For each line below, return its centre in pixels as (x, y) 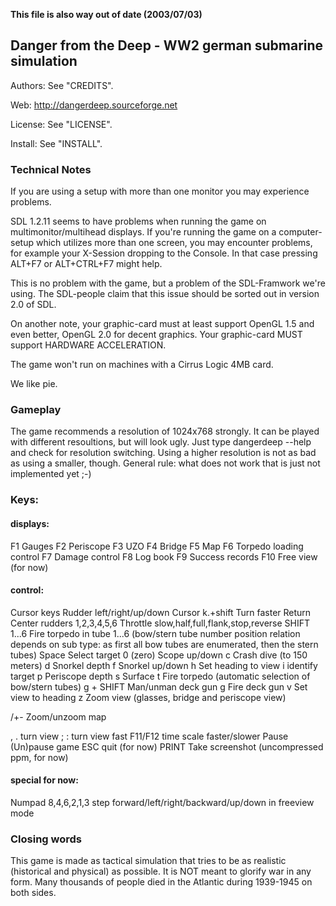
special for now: (44, 780)
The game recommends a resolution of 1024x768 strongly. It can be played (165, 431)
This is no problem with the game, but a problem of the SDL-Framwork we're (168, 283)
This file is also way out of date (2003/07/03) (106, 14)
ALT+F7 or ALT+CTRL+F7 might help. (86, 264)
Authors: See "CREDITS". (62, 85)
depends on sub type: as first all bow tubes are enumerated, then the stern (164, 644)
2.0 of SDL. (33, 305)
